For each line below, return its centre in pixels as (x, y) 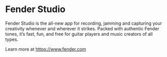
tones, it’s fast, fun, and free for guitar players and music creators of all (79, 34)
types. (12, 39)
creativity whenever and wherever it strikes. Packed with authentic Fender (82, 28)
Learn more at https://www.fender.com (46, 49)
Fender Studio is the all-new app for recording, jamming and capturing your (84, 23)
